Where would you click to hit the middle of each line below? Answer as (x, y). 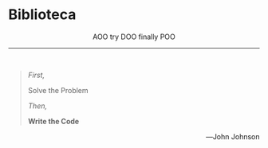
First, (36, 75)
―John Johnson (233, 136)
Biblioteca (42, 15)
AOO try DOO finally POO (134, 37)
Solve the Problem (58, 90)
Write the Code (53, 121)
